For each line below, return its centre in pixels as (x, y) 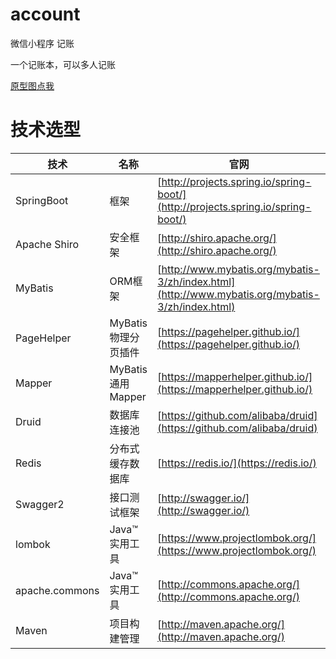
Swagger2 (40, 504)
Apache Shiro (47, 244)
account (45, 14)
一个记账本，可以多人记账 (63, 64)
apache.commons (57, 590)
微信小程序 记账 (42, 43)
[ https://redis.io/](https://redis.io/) (237, 463)
